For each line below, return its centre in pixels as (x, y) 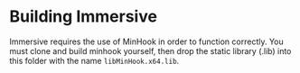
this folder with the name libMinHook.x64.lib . (94, 60)
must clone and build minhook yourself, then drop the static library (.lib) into (150, 50)
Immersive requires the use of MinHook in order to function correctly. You (147, 41)
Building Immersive (84, 17)
